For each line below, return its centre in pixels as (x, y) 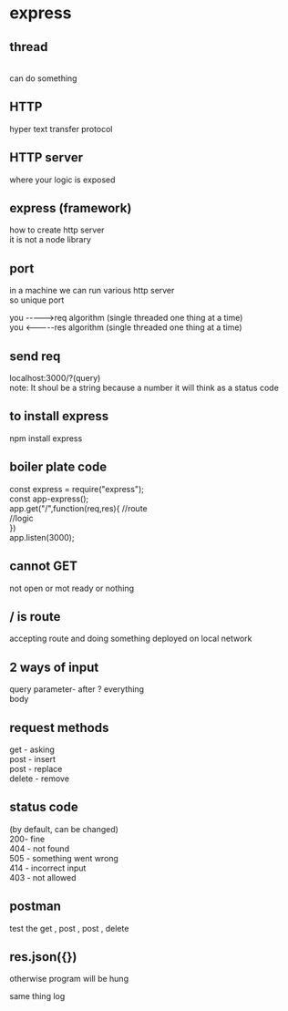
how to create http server (57, 230)
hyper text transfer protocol (61, 129)
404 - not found (40, 848)
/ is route (35, 617)
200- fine (27, 839)
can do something (43, 78)
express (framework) (71, 208)
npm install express (46, 438)
